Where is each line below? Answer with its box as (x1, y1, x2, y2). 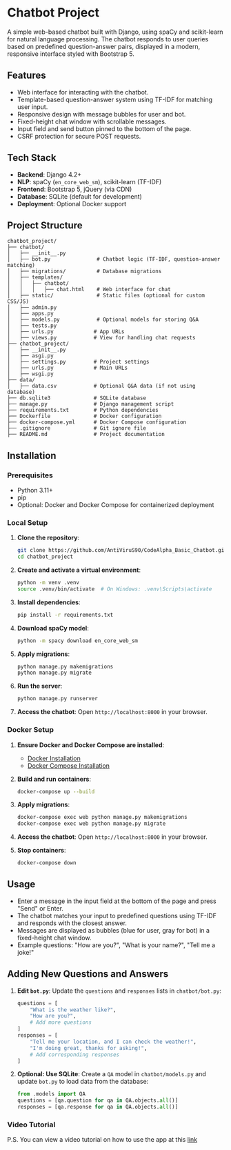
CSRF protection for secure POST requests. (17, 132, 141, 140)
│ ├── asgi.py (7, 353, 54, 359)
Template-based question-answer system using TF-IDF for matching (17, 95, 212, 103)
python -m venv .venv (17, 579, 79, 586)
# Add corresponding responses (30, 1051, 120, 1058)
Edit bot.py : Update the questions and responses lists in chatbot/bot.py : (17, 987, 222, 995)
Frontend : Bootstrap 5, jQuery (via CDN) (17, 185, 132, 193)
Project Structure (7, 219, 83, 231)
